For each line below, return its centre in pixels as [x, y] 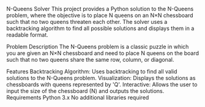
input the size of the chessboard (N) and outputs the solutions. [85, 91]
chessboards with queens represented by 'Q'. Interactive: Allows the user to [102, 84]
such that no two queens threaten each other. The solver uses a [87, 22]
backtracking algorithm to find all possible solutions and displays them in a [100, 28]
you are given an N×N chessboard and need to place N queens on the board [103, 53]
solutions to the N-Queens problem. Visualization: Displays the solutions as [101, 78]
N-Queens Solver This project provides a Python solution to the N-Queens [100, 9]
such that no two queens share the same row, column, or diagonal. [90, 60]
